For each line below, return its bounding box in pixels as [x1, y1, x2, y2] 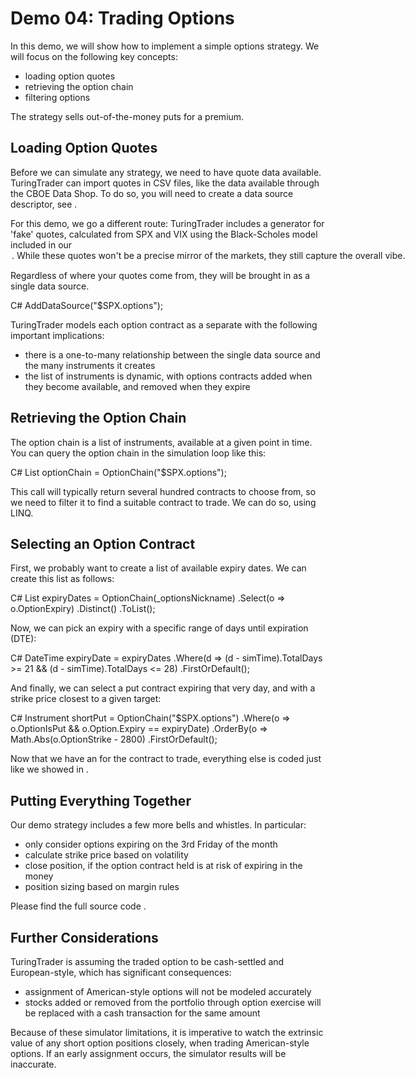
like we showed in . [10, 763, 89, 776]
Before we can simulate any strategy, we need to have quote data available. [10, 166, 322, 178]
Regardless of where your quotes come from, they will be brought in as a [10, 269, 311, 281]
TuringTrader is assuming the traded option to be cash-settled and [10, 956, 285, 967]
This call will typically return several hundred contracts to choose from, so [10, 485, 317, 497]
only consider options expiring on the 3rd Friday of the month [24, 838, 278, 851]
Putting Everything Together [10, 792, 192, 809]
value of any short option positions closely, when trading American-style [10, 1037, 310, 1049]
